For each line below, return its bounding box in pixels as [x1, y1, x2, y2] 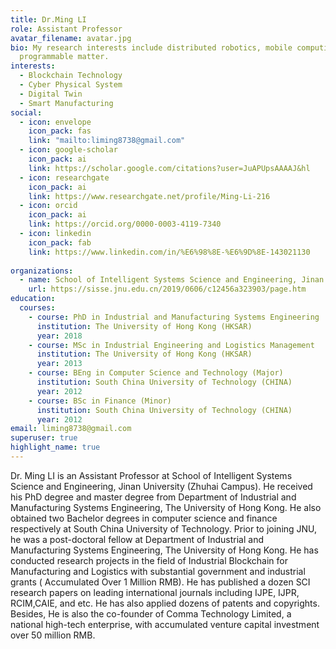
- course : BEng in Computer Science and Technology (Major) [28, 368, 284, 378]
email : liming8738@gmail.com [10, 424, 132, 434]
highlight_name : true [10, 442, 101, 453]
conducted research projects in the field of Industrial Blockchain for [10, 554, 288, 566]
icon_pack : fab [28, 237, 92, 248]
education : [10, 294, 56, 304]
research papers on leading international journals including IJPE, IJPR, [10, 586, 300, 598]
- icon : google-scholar [19, 145, 118, 155]
